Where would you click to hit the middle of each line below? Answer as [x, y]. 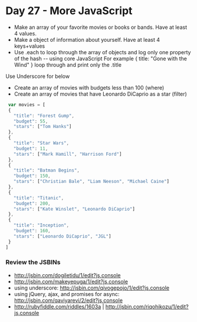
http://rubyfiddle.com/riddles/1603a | [59, 306]
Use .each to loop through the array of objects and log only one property [102, 52]
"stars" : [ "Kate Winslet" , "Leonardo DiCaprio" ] [74, 209]
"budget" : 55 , [31, 121]
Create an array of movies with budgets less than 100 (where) [89, 87]
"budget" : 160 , [32, 231]
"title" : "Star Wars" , [41, 143]
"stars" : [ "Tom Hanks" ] [42, 127]
